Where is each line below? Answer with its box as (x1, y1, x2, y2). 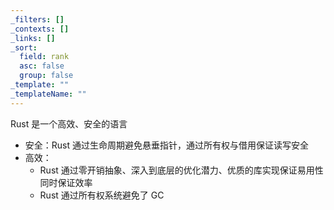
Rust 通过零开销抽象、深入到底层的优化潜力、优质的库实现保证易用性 (39, 164, 324, 176)
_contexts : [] (10, 24, 70, 34)
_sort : (10, 42, 38, 53)
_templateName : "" (10, 89, 87, 99)
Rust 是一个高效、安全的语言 (10, 117, 128, 130)
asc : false (19, 61, 65, 71)
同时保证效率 (39, 176, 93, 188)
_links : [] (10, 33, 56, 43)
